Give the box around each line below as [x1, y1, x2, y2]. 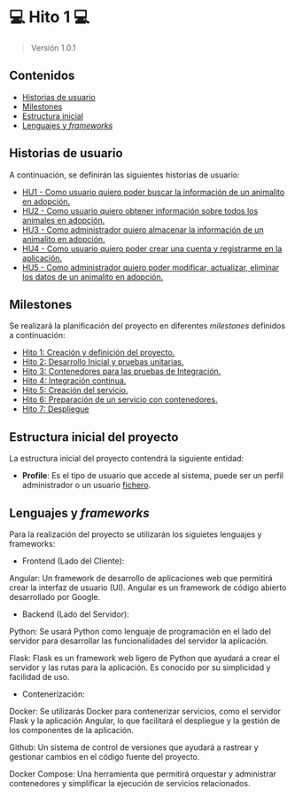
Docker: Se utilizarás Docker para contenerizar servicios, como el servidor [9, 706, 282, 716]
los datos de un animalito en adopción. [21, 272, 164, 282]
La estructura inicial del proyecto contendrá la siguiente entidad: [9, 454, 245, 464]
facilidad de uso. [9, 672, 70, 682]
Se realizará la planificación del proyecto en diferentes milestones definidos [9, 320, 286, 331]
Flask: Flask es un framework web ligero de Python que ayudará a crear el [9, 653, 281, 663]
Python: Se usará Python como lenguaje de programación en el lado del [9, 627, 272, 636]
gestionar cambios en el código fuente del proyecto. [9, 752, 200, 761]
